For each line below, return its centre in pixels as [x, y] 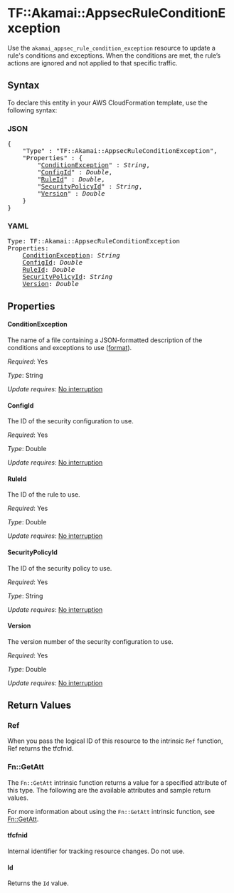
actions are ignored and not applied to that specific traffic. [92, 63]
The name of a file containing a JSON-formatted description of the [105, 340]
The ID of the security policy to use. [60, 568]
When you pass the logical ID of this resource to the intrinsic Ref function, [115, 741]
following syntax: [32, 110]
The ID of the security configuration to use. [70, 421]
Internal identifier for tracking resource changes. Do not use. [96, 851]
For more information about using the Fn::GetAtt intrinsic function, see [111, 811]
